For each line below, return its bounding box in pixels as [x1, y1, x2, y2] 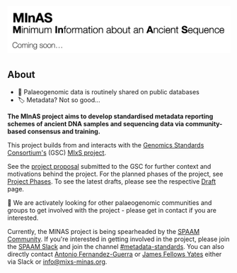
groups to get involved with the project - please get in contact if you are [7, 206, 217, 214]
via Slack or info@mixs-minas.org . [7, 257, 108, 266]
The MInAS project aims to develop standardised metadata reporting [7, 112, 214, 121]
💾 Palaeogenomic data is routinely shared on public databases [17, 87, 200, 96]
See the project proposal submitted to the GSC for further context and [7, 162, 212, 170]
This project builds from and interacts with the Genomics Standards [7, 140, 204, 149]
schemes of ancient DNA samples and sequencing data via [7, 119, 185, 128]
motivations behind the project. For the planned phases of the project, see [7, 169, 224, 178]
